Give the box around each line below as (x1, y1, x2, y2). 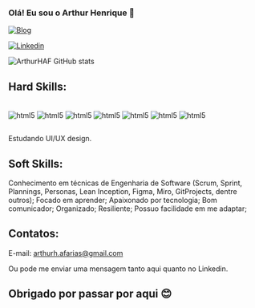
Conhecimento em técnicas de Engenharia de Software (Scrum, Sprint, (8, 178, 243, 188)
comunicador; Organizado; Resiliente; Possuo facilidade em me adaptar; (8, 204, 247, 213)
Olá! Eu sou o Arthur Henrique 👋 (8, 7, 135, 18)
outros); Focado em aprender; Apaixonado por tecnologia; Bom (8, 195, 218, 205)
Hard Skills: (8, 79, 67, 93)
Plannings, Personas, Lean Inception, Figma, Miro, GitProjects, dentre (8, 186, 238, 196)
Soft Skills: (8, 156, 63, 171)
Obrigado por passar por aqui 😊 (8, 287, 172, 301)
